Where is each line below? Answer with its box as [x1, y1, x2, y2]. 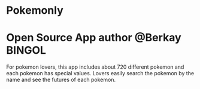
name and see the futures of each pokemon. [6, 76, 116, 84]
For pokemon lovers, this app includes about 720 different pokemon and [6, 63, 184, 70]
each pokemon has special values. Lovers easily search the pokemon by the [6, 70, 195, 77]
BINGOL [6, 44, 47, 57]
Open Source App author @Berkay [6, 31, 181, 45]
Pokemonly [6, 4, 64, 17]
